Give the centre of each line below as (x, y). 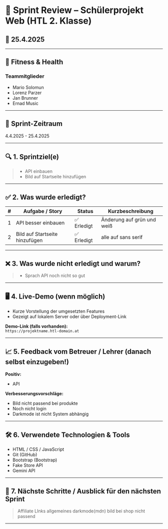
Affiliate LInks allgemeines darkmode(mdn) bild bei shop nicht (81, 511)
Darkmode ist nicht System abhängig (50, 414)
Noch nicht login (29, 408)
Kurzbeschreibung (131, 211)
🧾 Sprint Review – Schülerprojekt (74, 10)
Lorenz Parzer (27, 93)
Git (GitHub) (25, 455)
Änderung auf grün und (128, 220)
